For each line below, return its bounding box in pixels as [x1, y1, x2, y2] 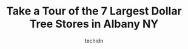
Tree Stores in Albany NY [29, 17, 159, 31]
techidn [84, 37, 104, 44]
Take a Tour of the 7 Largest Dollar [6, 4, 182, 18]
